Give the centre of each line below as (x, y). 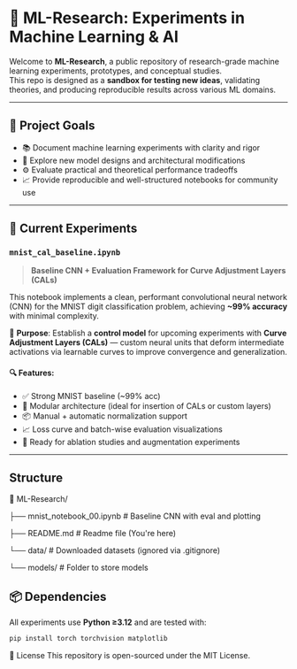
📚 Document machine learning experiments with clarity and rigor (141, 147)
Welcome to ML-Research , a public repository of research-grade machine (145, 61)
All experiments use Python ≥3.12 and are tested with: (108, 622)
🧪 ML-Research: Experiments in (127, 18)
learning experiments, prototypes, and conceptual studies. (116, 71)
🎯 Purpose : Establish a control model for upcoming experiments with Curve (148, 333)
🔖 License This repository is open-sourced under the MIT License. (129, 656)
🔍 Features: (32, 373)
